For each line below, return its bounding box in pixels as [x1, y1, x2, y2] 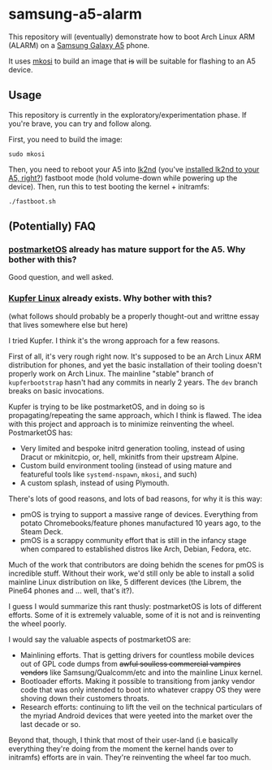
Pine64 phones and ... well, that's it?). [8, 585, 135, 595]
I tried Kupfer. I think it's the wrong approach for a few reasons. [8, 335, 221, 346]
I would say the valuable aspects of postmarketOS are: [8, 634, 192, 644]
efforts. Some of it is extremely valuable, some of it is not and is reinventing [8, 610, 261, 620]
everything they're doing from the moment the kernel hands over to [8, 743, 234, 753]
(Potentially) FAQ [8, 220, 96, 233]
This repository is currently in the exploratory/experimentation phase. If [8, 110, 247, 120]
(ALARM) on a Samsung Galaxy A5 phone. [8, 40, 150, 50]
